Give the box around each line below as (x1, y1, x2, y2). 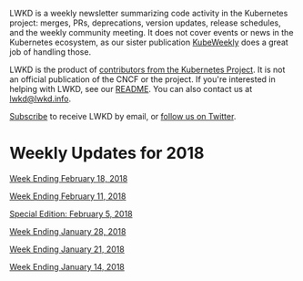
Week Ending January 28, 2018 (9, 225, 126, 236)
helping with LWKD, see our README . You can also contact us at (9, 84, 253, 94)
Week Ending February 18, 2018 (9, 172, 128, 183)
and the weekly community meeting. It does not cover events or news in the (9, 27, 294, 37)
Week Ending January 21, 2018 (9, 244, 125, 255)
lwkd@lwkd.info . (9, 93, 72, 104)
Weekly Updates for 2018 (9, 143, 205, 163)
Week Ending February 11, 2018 (9, 191, 126, 202)
